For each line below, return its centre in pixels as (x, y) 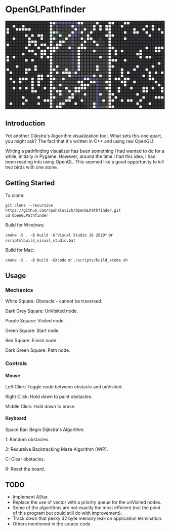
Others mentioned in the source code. (52, 524)
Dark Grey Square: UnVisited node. (42, 311)
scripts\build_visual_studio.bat (40, 240)
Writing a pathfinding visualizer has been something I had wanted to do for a (85, 151)
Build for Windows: (25, 225)
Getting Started (30, 183)
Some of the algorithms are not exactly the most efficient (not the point (87, 508)
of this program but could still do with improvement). (67, 513)
